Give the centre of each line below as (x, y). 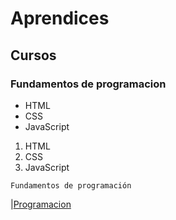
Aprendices (60, 18)
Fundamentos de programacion (88, 84)
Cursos (33, 55)
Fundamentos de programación (71, 185)
